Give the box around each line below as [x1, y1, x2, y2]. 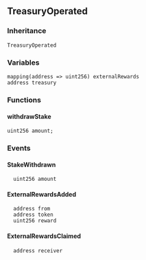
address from [13, 206, 51, 213]
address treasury [7, 79, 57, 86]
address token [13, 211, 53, 219]
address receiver [13, 247, 63, 254]
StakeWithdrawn [7, 160, 56, 169]
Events [7, 144, 31, 153]
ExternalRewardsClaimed [7, 232, 81, 240]
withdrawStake [7, 112, 51, 120]
